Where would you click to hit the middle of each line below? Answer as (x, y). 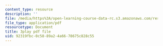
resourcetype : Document (29, 27)
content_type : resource (29, 9)
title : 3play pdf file (28, 32)
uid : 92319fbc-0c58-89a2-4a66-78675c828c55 (50, 36)
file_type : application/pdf (33, 23)
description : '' (21, 14)
